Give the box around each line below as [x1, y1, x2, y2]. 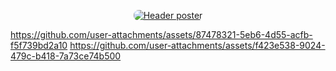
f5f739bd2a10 [10, 40, 68, 51]
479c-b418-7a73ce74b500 [10, 50, 122, 62]
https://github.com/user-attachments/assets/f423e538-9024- [69, 40, 326, 51]
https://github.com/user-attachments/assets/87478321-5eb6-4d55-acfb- [10, 29, 313, 40]
